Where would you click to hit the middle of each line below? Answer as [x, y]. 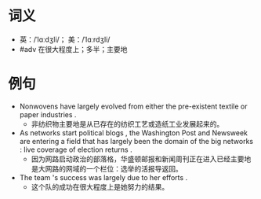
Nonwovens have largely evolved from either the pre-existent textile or [133, 106]
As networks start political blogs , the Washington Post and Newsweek [134, 133]
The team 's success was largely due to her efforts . [103, 177]
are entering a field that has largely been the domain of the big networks [136, 141]
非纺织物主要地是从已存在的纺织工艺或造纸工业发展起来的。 [127, 123]
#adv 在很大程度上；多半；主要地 [73, 49]
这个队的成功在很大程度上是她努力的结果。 [100, 186]
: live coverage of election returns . [76, 149]
